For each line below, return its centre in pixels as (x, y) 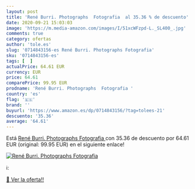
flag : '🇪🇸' (21, 99)
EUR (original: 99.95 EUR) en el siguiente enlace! (65, 145)
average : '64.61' (27, 122)
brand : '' (18, 105)
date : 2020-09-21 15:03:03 (39, 22)
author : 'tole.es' (29, 45)
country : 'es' (24, 94)
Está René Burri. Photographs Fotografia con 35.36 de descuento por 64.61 (97, 138)
